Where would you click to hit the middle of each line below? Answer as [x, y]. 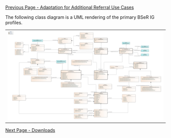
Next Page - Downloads [30, 130]
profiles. [14, 23]
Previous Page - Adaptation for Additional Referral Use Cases [69, 7]
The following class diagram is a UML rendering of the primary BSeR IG [80, 17]
